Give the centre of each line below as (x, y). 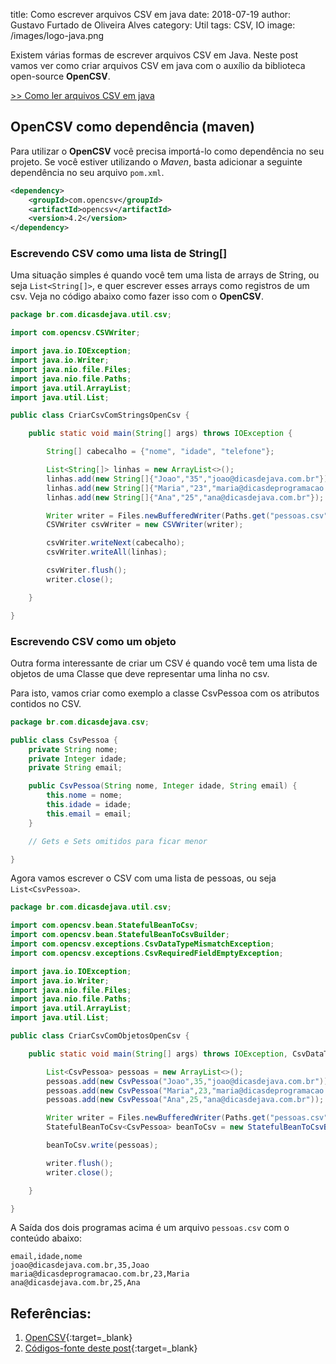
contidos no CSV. (46, 703)
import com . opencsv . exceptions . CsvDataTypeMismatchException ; (142, 944)
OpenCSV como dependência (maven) (132, 127)
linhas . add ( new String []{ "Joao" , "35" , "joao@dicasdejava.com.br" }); (189, 479)
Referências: (51, 1313)
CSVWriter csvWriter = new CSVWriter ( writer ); (145, 525)
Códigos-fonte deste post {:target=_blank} (111, 1348)
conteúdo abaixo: (46, 1238)
